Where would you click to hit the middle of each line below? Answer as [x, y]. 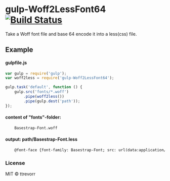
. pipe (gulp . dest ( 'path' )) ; [52, 101]
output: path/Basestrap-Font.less [41, 139]
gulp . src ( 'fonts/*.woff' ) [42, 92]
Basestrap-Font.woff [36, 128]
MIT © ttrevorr [20, 174]
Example [19, 50]
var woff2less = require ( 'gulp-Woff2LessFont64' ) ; [60, 78]
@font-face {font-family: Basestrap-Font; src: [65, 150]
